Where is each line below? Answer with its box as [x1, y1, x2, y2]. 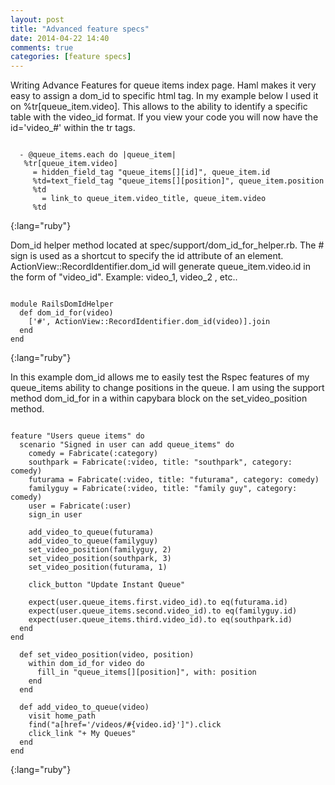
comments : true [10, 42, 74, 53]
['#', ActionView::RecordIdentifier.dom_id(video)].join [28, 317, 271, 327]
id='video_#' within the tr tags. [10, 122, 136, 134]
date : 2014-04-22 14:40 [10, 33, 110, 43]
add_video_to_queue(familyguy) [28, 536, 159, 546]
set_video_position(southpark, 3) [28, 554, 172, 564]
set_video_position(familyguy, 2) [28, 545, 172, 555]
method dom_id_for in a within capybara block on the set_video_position [10, 392, 308, 405]
